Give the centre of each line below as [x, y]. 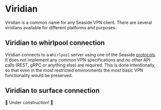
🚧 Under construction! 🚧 [29, 102]
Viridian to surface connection [52, 91]
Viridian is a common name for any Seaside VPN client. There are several [79, 22]
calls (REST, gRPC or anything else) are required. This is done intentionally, [80, 65]
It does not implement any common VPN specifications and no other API [78, 60]
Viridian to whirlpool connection [55, 43]
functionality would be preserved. [39, 75]
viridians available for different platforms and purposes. [61, 27]
